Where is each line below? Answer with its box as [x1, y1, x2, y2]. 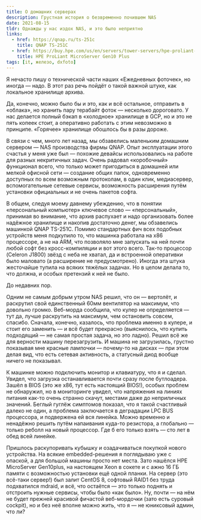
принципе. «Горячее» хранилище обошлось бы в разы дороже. [6, 125, 169, 133]
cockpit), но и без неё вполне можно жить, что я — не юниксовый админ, [6, 501, 195, 509]
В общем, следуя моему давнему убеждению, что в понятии [6, 199, 162, 207]
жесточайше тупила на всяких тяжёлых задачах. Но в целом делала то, [6, 264, 190, 271]
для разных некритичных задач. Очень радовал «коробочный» [6, 156, 168, 163]
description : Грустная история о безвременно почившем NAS [6, 14, 157, 20]
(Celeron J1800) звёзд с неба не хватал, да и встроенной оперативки [6, 250, 184, 258]
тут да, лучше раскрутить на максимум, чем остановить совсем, [6, 312, 173, 319]
